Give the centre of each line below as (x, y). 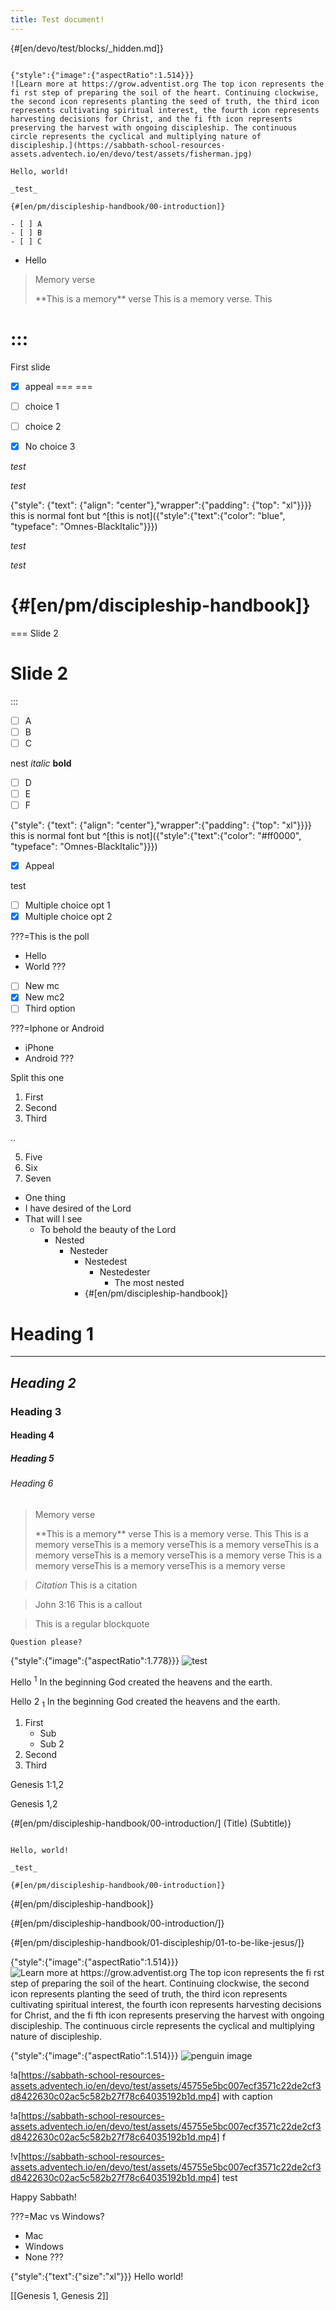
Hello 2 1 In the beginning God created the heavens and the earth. (145, 1702)
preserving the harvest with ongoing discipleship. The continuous (154, 127)
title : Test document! (57, 19)
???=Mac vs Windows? (57, 2217)
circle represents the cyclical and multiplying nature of (136, 136)
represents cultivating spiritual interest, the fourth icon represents (165, 110)
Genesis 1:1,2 (37, 1785)
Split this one (37, 1078)
